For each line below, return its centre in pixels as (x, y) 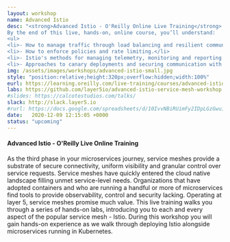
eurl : (15, 83)
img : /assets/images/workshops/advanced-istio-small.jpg (90, 70)
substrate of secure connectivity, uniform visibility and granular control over (114, 165)
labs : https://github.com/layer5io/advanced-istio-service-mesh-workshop (115, 90)
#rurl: (16, 109)
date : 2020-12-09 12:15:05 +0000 (58, 115)
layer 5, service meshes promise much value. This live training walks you (110, 202)
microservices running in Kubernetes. (60, 231)
